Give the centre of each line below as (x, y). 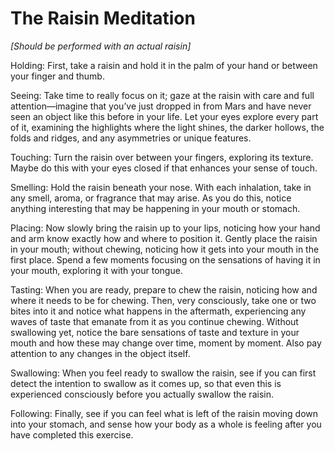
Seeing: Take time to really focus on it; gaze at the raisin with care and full (162, 95)
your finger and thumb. (57, 76)
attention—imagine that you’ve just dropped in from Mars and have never (161, 106)
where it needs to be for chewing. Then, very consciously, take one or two (163, 300)
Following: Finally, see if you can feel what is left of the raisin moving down (164, 413)
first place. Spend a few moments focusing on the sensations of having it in (165, 259)
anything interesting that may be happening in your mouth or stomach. (155, 208)
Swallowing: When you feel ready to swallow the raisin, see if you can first (163, 373)
